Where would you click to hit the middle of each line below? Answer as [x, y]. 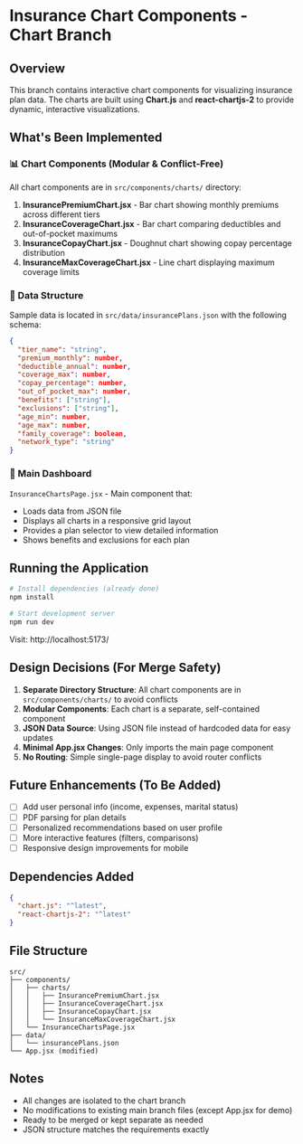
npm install [32, 598]
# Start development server [62, 614]
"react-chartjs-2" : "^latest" [74, 914]
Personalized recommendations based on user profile [123, 827]
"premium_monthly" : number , [71, 358]
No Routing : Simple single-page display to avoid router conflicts [142, 757]
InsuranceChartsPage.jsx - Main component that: [101, 493]
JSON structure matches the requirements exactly [116, 1129]
